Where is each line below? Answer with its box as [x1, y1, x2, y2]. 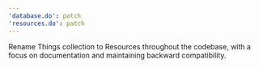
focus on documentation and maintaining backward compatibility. [8, 50, 227, 60]
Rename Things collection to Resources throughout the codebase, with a [8, 41, 251, 51]
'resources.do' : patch [8, 19, 85, 28]
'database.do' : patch [8, 11, 82, 20]
